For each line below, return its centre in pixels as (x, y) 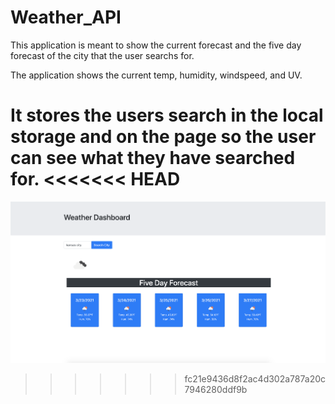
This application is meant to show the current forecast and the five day (156, 45)
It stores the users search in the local (167, 115)
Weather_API (66, 17)
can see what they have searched (153, 158)
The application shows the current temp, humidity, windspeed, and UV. (156, 75)
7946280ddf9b (216, 389)
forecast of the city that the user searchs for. (102, 55)
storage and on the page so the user (163, 137)
